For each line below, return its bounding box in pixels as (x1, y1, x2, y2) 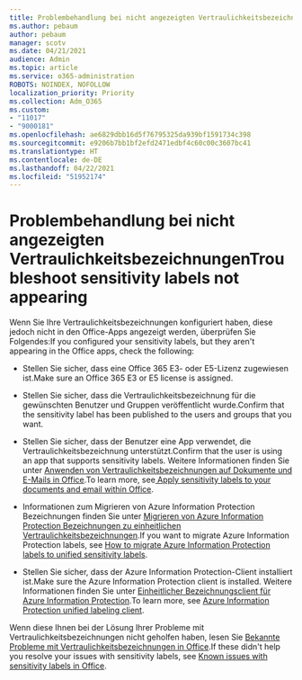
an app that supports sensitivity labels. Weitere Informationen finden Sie (22, 455, 290, 466)
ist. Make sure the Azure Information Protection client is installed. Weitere (22, 577, 292, 587)
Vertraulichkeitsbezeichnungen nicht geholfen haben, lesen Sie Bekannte (9, 631, 280, 643)
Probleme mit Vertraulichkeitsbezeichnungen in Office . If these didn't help (9, 641, 281, 652)
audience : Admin (9, 55, 70, 64)
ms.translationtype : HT (9, 147, 99, 156)
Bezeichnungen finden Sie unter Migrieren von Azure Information (22, 511, 264, 522)
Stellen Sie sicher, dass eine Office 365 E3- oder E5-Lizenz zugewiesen (22, 363, 289, 374)
